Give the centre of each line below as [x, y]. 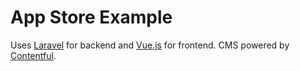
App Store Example [91, 17]
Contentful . [33, 55]
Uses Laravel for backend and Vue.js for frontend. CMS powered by [150, 45]
